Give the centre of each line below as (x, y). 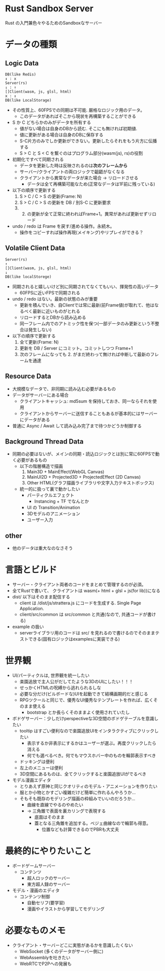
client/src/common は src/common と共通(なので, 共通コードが (83, 615)
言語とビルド (31, 570)
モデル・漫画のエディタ (36, 890)
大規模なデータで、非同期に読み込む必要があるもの (64, 389)
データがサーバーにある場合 (40, 395)
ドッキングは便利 (37, 762)
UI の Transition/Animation (53, 508)
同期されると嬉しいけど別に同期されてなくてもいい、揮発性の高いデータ (85, 286)
